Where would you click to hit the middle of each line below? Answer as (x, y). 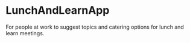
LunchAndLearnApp (58, 10)
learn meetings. (25, 33)
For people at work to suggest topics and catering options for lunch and (95, 27)
